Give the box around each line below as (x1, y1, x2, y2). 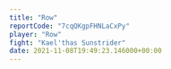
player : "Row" (9, 30, 63, 39)
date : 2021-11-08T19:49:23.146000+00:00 (9, 47, 163, 56)
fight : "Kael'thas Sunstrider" (9, 38, 126, 47)
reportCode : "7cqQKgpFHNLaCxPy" (9, 22, 130, 30)
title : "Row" (9, 13, 58, 22)
